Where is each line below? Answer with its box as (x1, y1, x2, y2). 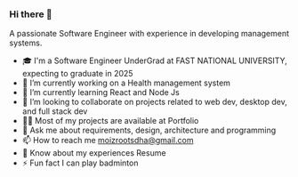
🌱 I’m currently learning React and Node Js (21, 87, 180, 98)
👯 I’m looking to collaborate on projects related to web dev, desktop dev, (21, 97, 287, 108)
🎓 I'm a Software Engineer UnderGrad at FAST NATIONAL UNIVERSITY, (21, 55, 287, 66)
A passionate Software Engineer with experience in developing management (9, 28, 290, 39)
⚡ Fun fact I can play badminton (21, 157, 139, 168)
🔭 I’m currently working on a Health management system (21, 77, 231, 88)
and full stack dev (21, 106, 88, 117)
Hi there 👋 (9, 8, 53, 20)
